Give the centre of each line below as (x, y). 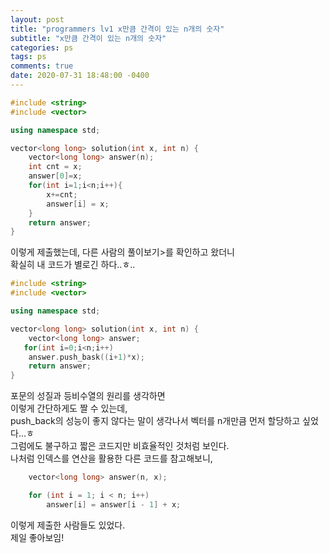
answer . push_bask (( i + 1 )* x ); (86, 357)
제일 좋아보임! (37, 537)
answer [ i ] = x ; (78, 204)
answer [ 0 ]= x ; (55, 176)
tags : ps (28, 57)
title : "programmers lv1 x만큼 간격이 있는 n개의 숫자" (117, 29)
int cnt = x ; (55, 167)
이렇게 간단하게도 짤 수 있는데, (69, 408)
